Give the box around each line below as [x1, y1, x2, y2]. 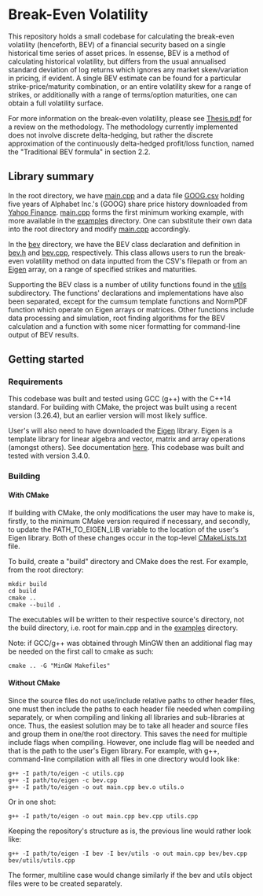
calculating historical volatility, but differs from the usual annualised [8, 57, 226, 66]
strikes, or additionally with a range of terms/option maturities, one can [8, 90, 238, 99]
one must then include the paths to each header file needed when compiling [8, 704, 255, 713]
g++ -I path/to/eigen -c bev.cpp [8, 776, 118, 784]
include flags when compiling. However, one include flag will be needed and [8, 737, 254, 747]
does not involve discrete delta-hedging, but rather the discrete [8, 130, 214, 139]
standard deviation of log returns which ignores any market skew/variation [8, 65, 249, 74]
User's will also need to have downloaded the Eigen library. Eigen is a [8, 426, 233, 436]
